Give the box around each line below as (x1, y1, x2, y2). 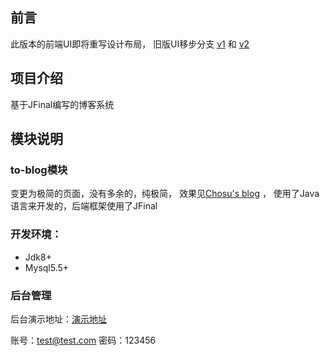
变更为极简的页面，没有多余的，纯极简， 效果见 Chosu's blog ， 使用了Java (10, 188, 320, 200)
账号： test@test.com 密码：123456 (10, 334, 157, 346)
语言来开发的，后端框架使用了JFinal (10, 200, 158, 212)
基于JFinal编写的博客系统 (10, 98, 115, 110)
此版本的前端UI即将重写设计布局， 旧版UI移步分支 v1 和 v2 (10, 38, 250, 50)
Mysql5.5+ (24, 261, 70, 273)
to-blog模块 (10, 163, 68, 177)
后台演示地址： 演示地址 (10, 313, 107, 325)
